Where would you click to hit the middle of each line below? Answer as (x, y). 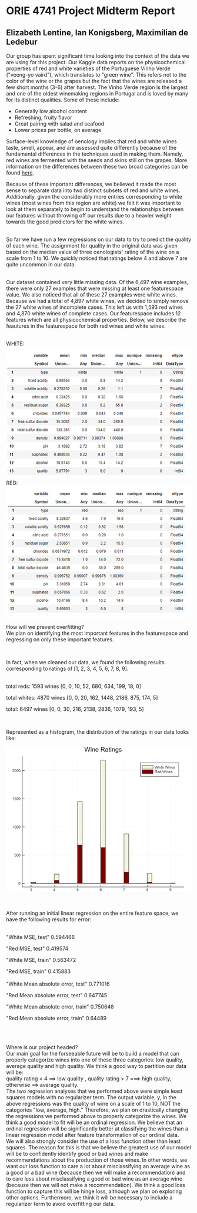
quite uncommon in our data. (41, 264)
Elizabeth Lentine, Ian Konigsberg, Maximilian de (97, 33)
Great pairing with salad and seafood (59, 124)
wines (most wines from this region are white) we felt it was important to (94, 203)
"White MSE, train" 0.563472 (41, 960)
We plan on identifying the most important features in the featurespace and (97, 633)
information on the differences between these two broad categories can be (97, 167)
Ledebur (22, 42)
